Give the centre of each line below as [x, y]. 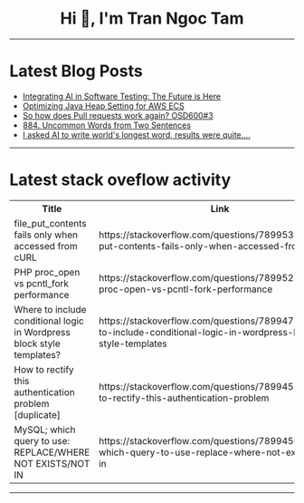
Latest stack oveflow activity [120, 180]
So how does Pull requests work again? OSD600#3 [118, 115]
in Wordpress [42, 332]
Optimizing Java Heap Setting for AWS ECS [104, 106]
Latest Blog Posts [76, 71]
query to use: [42, 440]
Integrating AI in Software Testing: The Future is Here [122, 96]
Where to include [50, 309]
